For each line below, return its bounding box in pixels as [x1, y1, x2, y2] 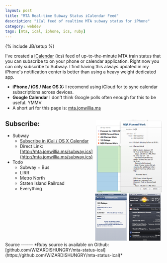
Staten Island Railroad [19, 180, 65, 186]
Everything [19, 185, 42, 191]
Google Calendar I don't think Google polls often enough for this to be [12, 95, 157, 101]
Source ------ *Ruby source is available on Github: [5, 242, 109, 248]
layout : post [5, 8, 32, 13]
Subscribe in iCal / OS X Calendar [19, 137, 89, 144]
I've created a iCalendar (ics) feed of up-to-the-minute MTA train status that [5, 53, 161, 59]
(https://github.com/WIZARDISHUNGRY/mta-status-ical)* [5, 252, 123, 259]
